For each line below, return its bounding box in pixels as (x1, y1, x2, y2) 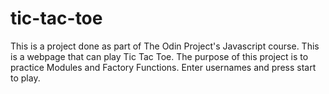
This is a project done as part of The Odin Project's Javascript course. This (10, 40, 320, 52)
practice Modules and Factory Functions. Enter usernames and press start (10, 61, 317, 73)
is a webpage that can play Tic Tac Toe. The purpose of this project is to (10, 50, 309, 62)
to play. (10, 72, 41, 84)
